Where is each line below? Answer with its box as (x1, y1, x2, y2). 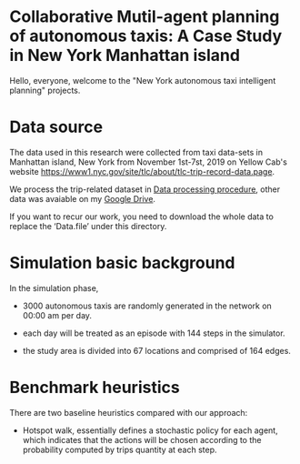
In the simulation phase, (9, 282, 99, 293)
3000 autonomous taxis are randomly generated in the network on (22, 300, 273, 311)
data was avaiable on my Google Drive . (9, 193, 156, 204)
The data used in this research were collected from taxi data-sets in (9, 146, 264, 157)
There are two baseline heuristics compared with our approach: (9, 407, 248, 418)
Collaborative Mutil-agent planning (9, 6, 280, 27)
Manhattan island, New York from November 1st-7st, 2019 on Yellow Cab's (9, 156, 288, 167)
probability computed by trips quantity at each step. (22, 444, 217, 455)
